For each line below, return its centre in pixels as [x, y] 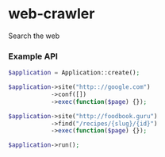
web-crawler [52, 14]
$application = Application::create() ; [74, 73]
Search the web [34, 36]
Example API [33, 56]
